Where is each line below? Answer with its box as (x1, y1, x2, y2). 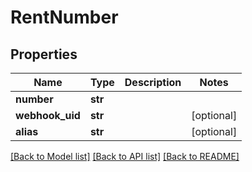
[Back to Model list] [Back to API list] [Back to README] (10, 151, 240, 162)
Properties (10, 46, 78, 63)
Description (124, 76, 182, 89)
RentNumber (10, 6, 119, 29)
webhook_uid (15, 109, 81, 122)
